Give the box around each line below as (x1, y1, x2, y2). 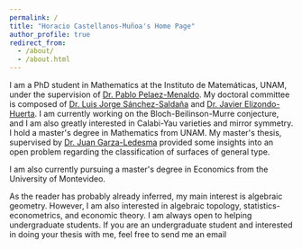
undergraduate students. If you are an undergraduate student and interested (9, 219, 293, 230)
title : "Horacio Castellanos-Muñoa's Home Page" (9, 22, 196, 31)
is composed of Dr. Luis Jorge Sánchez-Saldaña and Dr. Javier (9, 99, 243, 109)
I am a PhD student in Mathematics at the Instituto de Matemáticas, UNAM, (9, 80, 288, 90)
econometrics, (9, 210, 63, 220)
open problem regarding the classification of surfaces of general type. (9, 147, 270, 157)
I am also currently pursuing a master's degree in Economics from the (9, 164, 269, 174)
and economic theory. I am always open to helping (64, 210, 252, 220)
